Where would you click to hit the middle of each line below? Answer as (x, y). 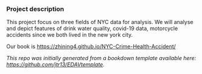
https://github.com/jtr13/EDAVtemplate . (55, 64)
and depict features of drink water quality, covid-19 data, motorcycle (92, 28)
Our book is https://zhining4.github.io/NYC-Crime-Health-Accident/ (91, 46)
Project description (35, 9)
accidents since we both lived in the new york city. (70, 35)
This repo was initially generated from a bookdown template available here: (101, 58)
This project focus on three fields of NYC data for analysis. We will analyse (100, 22)
